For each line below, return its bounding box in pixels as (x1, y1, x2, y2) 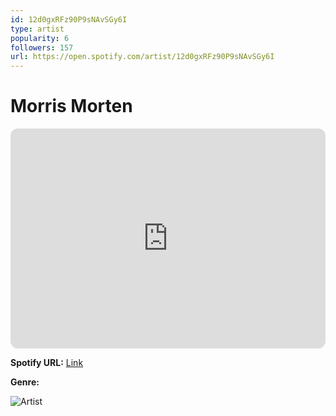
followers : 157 (10, 42, 74, 53)
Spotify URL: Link (10, 357, 84, 369)
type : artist (10, 24, 65, 34)
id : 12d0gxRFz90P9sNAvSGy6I (10, 14, 128, 25)
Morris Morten (10, 95, 133, 118)
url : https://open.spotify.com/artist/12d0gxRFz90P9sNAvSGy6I (10, 52, 275, 62)
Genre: (10, 376, 40, 388)
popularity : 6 (10, 33, 70, 43)
